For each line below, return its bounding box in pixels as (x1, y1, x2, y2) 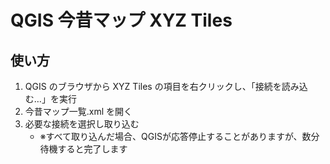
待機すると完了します (39, 143, 128, 155)
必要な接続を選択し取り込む (24, 118, 140, 130)
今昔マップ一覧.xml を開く (24, 106, 133, 117)
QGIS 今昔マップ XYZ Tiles (10, 9, 233, 32)
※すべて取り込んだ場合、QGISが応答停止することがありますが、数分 (39, 131, 320, 142)
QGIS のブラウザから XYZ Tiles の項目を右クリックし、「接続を (24, 81, 282, 92)
